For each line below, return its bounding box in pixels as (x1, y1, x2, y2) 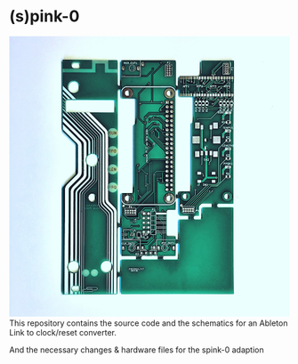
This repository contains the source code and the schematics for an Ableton (9, 318, 288, 328)
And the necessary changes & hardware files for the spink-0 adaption (9, 344, 264, 355)
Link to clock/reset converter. (9, 327, 117, 337)
